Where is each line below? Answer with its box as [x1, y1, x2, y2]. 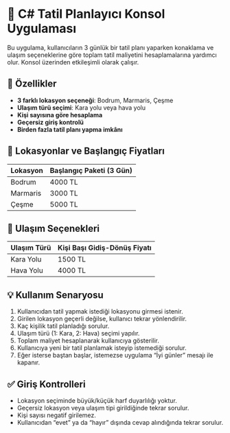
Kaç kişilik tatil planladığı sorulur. [16, 322, 110, 330]
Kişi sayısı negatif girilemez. [16, 411, 96, 419]
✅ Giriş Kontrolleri [7, 378, 86, 390]
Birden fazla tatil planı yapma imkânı [16, 125, 123, 133]
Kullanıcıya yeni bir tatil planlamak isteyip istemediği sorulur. [16, 344, 187, 352]
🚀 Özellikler [7, 78, 57, 90]
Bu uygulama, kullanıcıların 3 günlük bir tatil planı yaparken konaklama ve [7, 43, 214, 51]
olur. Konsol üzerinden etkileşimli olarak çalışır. [7, 58, 139, 66]
